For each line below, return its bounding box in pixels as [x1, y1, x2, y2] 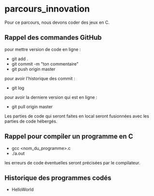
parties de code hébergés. [4, 118, 58, 124]
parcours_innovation [4, 3, 90, 15]
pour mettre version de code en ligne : [4, 46, 81, 52]
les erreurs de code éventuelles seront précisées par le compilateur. [4, 160, 140, 165]
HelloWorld [11, 187, 34, 193]
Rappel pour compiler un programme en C [4, 132, 134, 141]
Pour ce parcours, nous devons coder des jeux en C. [4, 19, 110, 25]
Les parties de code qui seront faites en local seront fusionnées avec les [4, 113, 150, 119]
